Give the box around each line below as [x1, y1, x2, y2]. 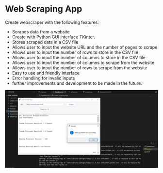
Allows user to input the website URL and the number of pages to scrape [12, 44, 158, 50]
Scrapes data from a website [12, 29, 70, 34]
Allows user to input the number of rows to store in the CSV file [12, 49, 138, 55]
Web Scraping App [5, 3, 82, 15]
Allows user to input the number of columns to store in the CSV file [12, 54, 146, 60]
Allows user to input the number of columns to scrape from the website [12, 60, 155, 65]
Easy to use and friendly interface [12, 70, 80, 76]
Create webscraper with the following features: [5, 19, 99, 25]
